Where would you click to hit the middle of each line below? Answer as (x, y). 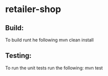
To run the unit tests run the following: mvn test (54, 68)
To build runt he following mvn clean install (49, 40)
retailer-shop (33, 9)
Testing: (18, 56)
